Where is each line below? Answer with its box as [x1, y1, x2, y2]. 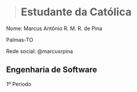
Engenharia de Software [6, 65, 97, 75]
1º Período [6, 80, 31, 87]
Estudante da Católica [20, 5, 132, 19]
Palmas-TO [6, 36, 34, 43]
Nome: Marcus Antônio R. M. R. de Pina [6, 25, 103, 32]
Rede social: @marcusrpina [6, 47, 73, 55]
